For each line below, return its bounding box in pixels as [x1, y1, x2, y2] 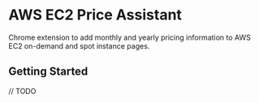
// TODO [8, 86, 37, 96]
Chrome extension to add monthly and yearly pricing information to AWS [8, 32, 252, 42]
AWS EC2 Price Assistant [8, 6, 183, 24]
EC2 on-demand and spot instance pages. [8, 41, 150, 50]
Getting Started [8, 65, 88, 79]
